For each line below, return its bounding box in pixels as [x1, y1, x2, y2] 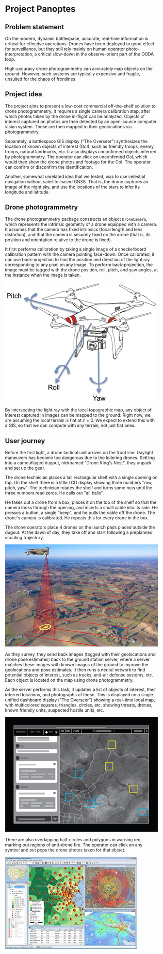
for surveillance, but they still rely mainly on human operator [5, 46, 125, 52]
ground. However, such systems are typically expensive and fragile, [5, 71, 141, 76]
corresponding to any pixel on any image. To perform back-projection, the [5, 262, 153, 267]
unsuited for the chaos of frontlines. [5, 76, 77, 82]
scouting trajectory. [5, 535, 44, 541]
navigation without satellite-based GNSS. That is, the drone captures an [5, 178, 148, 184]
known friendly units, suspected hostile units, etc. [5, 707, 104, 713]
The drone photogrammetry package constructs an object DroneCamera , [5, 216, 147, 222]
